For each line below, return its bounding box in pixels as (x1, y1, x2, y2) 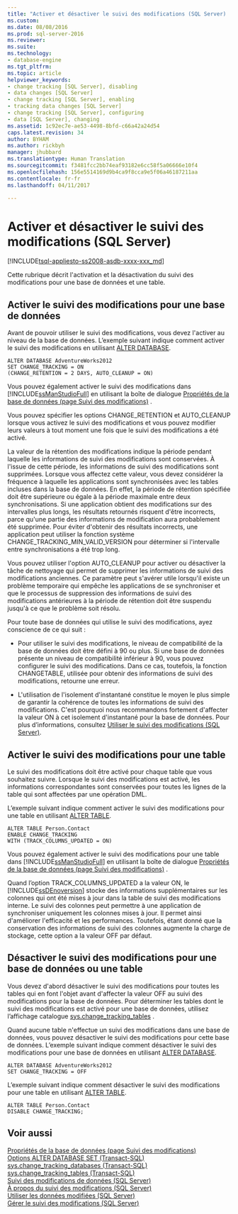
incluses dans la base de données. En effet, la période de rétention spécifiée (7, 485, 231, 493)
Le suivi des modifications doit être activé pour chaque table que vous (7, 767, 212, 776)
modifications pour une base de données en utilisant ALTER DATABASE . (7, 1048, 217, 1057)
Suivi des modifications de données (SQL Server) (7, 1176, 152, 1184)
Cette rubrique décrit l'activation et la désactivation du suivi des (7, 271, 194, 279)
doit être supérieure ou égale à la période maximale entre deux (7, 493, 191, 501)
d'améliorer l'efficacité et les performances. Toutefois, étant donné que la (7, 916, 222, 925)
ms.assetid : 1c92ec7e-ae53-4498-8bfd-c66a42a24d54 (7, 122, 160, 130)
